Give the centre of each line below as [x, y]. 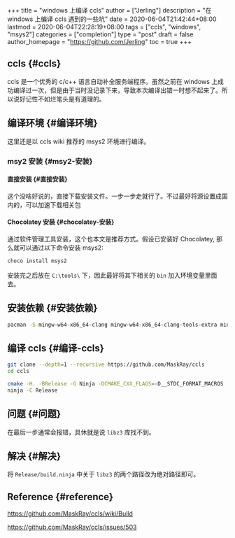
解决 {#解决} [34, 456]
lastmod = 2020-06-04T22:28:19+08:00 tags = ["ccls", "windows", [104, 27]
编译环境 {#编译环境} [52, 123]
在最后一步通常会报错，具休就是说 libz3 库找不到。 [81, 432]
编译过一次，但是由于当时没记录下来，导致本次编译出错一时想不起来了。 [117, 90]
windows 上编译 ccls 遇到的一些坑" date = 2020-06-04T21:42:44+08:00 [112, 19]
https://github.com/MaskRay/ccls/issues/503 [72, 528]
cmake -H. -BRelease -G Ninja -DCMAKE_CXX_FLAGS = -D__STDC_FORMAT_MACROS [115, 384]
